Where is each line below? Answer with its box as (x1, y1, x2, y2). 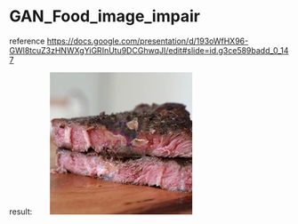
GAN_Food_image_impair (9, 6, 200, 27)
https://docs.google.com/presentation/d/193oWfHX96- (46, 36, 249, 46)
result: (9, 206, 33, 217)
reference (9, 36, 45, 46)
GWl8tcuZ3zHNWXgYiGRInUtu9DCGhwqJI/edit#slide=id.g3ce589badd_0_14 (9, 44, 289, 55)
